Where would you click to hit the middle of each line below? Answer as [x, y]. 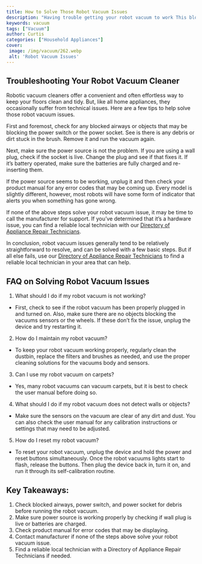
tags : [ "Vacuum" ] [28, 29]
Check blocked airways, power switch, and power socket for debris [98, 505]
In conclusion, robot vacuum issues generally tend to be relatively [88, 243]
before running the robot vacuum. [57, 511]
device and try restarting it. [48, 327]
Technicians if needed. [43, 556]
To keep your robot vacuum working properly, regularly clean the [95, 350]
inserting [17, 170]
